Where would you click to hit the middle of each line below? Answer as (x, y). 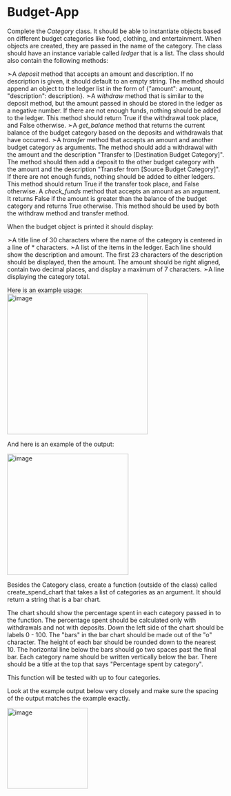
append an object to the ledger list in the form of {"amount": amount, (105, 88)
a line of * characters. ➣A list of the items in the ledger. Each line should (109, 247)
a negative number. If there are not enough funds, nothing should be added (114, 110)
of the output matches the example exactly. (69, 698)
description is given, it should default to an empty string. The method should (115, 81)
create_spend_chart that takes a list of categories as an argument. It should (114, 592)
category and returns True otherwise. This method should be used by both (113, 206)
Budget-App (43, 12)
